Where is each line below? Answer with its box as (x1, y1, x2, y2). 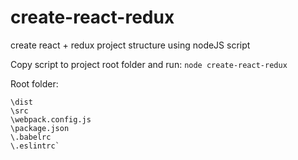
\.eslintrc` (10, 141, 60, 151)
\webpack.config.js (10, 114, 92, 125)
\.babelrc (10, 132, 52, 142)
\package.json (10, 123, 70, 133)
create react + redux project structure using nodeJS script (10, 39, 251, 51)
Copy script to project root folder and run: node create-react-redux (10, 58, 288, 70)
